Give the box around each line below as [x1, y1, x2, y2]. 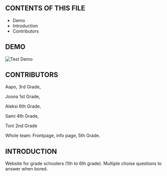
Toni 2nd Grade [5, 123, 38, 129]
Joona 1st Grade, [5, 94, 40, 100]
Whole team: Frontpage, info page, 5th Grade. [5, 133, 101, 139]
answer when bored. [5, 166, 48, 172]
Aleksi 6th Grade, [5, 103, 41, 110]
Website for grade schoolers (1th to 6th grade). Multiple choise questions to [5, 160, 162, 166]
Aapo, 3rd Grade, [5, 84, 41, 90]
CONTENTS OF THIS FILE [5, 4, 86, 13]
